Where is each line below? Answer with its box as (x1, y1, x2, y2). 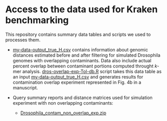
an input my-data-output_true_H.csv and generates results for (12, 74, 144, 80)
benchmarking (5, 14, 69, 26)
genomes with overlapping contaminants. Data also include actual (12, 57, 152, 63)
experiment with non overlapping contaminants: (12, 100, 113, 106)
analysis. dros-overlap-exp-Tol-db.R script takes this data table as (22, 68, 162, 75)
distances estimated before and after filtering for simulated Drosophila (12, 52, 161, 58)
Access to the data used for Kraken (5, 4, 158, 15)
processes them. (5, 37, 41, 43)
